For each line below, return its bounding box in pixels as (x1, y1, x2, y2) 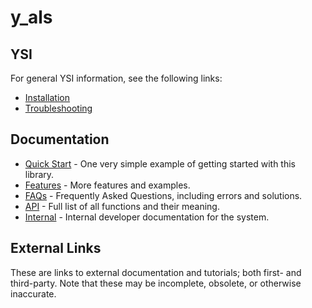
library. (24, 168, 55, 180)
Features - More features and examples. (24, 179, 191, 191)
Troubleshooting (24, 102, 93, 114)
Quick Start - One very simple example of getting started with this (24, 157, 296, 170)
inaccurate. (10, 287, 57, 300)
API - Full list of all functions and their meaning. (24, 200, 220, 212)
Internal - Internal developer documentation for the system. (24, 211, 270, 223)
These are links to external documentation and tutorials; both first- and (10, 266, 302, 278)
